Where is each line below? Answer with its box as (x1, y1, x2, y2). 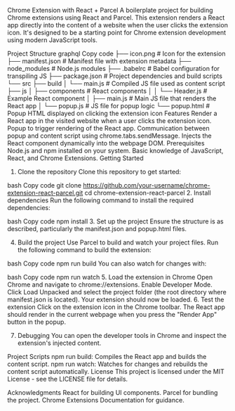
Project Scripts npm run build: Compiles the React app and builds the (7, 353, 207, 360)
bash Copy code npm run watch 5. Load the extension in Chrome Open (7, 273, 213, 281)
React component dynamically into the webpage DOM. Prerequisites (7, 139, 205, 147)
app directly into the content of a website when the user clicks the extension (7, 21, 228, 29)
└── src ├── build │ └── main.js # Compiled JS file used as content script (7, 79, 226, 87)
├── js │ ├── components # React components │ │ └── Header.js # (7, 87, 208, 95)
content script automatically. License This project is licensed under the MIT (7, 367, 224, 375)
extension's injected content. (17, 339, 102, 347)
